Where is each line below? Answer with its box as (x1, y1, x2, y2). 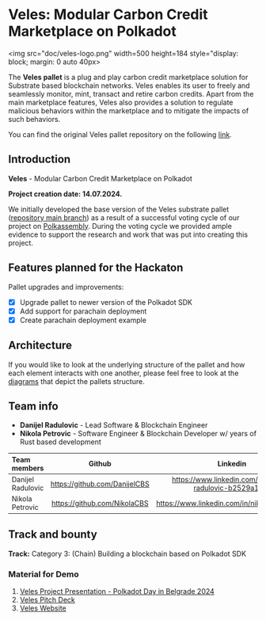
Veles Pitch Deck (19, 595, 75, 604)
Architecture (8, 339, 73, 352)
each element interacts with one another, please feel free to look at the (8, 368, 239, 378)
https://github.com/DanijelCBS (50, 479, 150, 489)
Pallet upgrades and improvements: (8, 282, 124, 291)
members (11, 463, 44, 473)
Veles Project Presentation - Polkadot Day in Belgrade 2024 (19, 586, 215, 595)
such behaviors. (8, 114, 61, 124)
